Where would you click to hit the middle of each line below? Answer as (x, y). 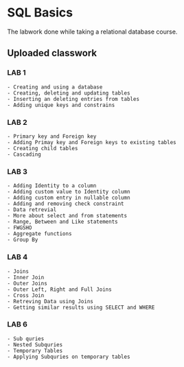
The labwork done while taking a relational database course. (92, 32)
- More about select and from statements (67, 216)
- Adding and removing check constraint (66, 204)
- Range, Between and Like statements (62, 222)
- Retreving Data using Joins (50, 301)
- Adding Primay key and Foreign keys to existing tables (92, 142)
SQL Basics (40, 13)
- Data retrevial (32, 210)
